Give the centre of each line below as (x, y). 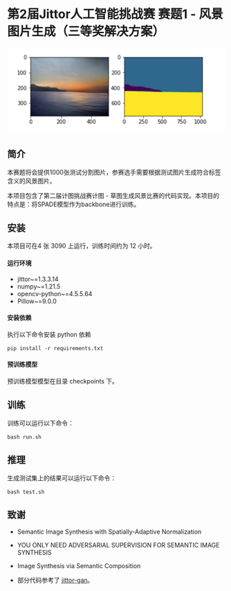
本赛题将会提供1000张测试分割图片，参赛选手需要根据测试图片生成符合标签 (114, 172)
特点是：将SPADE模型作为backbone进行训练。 (74, 204)
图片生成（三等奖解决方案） (86, 31)
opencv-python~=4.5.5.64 (55, 293)
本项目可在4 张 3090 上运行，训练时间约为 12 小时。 (82, 246)
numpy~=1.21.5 (39, 286)
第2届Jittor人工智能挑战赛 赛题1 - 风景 (115, 14)
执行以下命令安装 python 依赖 (49, 334)
